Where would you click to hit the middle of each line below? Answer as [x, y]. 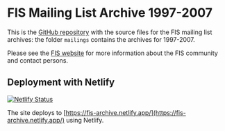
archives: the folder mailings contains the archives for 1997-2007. [101, 39]
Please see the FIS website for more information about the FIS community [113, 53]
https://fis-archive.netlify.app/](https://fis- [126, 112]
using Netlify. [85, 120]
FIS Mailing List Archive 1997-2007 [110, 13]
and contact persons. [37, 60]
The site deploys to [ [36, 112]
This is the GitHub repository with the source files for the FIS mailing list [110, 32]
